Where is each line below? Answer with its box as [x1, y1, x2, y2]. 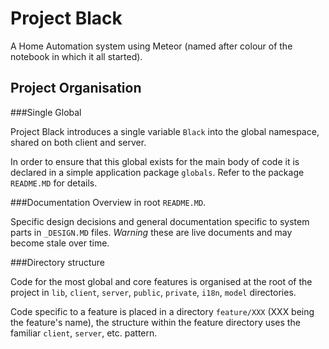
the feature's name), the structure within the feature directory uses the [10, 316, 301, 328]
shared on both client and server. [10, 136, 147, 148]
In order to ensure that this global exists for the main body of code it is [10, 155, 300, 167]
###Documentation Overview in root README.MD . [10, 196, 207, 208]
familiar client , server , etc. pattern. [10, 327, 158, 339]
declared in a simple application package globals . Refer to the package [10, 166, 305, 178]
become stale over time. [10, 237, 110, 249]
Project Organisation [10, 80, 142, 97]
